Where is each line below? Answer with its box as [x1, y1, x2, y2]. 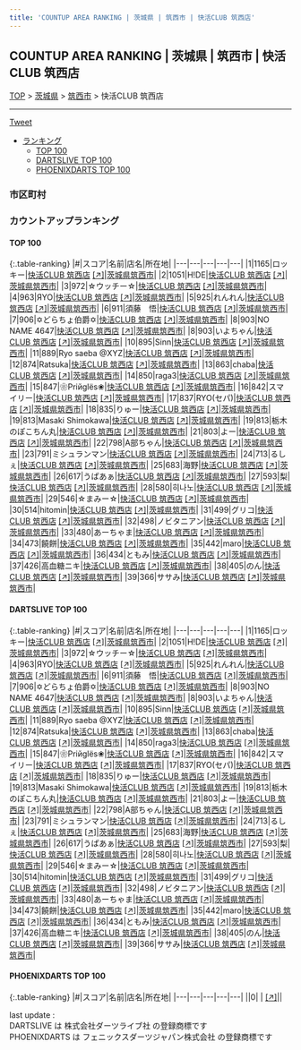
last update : [9, 1009, 56, 1020]
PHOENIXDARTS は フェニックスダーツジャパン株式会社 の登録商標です [9, 1031, 273, 1042]
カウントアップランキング [9, 215, 119, 227]
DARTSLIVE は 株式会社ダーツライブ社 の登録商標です [9, 1020, 208, 1030]
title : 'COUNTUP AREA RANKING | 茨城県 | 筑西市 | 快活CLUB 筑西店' [9, 13, 255, 22]
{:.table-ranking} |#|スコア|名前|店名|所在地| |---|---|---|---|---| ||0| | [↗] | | [9, 991, 283, 1003]
